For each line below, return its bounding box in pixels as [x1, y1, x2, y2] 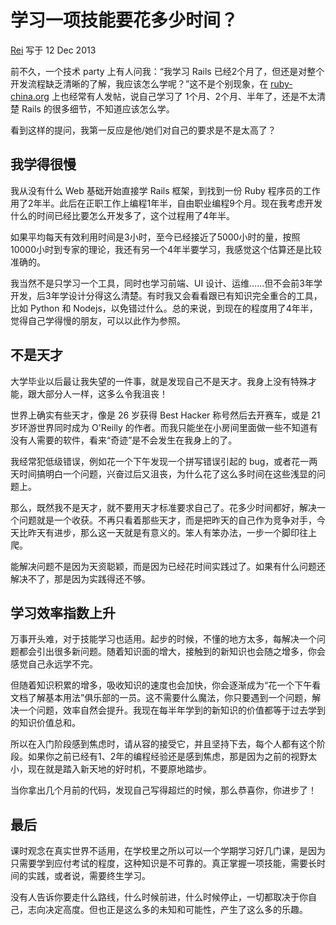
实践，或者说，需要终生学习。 [27, 870, 151, 882]
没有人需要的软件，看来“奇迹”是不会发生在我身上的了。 [10, 434, 238, 446]
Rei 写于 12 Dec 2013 [10, 44, 97, 56]
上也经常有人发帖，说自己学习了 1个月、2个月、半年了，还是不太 [51, 90, 317, 102]
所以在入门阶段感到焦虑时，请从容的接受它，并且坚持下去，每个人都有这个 [10, 738, 317, 750]
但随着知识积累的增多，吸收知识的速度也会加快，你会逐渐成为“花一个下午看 [10, 679, 322, 691]
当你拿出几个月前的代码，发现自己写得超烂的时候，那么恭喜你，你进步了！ [10, 784, 317, 796]
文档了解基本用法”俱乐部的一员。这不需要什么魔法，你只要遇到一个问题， [10, 692, 313, 704]
